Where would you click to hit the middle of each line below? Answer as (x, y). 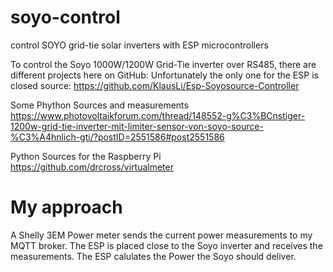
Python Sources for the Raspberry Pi (86, 156)
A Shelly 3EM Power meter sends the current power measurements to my (161, 235)
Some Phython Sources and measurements (99, 105)
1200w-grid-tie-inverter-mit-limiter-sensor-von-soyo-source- (137, 126)
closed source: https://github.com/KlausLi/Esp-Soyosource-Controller (155, 85)
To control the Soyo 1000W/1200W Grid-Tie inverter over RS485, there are (163, 64)
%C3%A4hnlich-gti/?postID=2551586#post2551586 (117, 137)
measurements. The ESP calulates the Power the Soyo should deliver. (153, 256)
